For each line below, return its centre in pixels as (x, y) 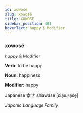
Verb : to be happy (23, 66)
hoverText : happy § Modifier (35, 28)
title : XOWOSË (20, 19)
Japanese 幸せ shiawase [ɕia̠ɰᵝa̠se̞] (42, 95)
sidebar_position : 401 (28, 24)
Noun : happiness (23, 75)
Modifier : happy (22, 85)
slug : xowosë (19, 14)
